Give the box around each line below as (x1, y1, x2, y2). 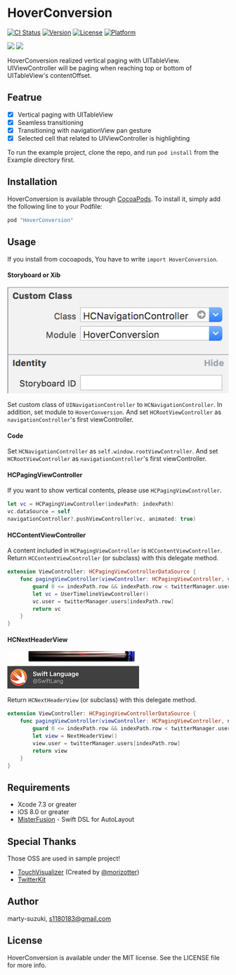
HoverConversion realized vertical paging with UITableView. (7, 56, 181, 65)
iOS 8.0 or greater (17, 808, 70, 816)
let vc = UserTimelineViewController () (32, 590, 150, 598)
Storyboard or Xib (7, 271, 61, 279)
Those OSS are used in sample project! (7, 854, 121, 863)
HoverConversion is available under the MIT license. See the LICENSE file (7, 953, 220, 962)
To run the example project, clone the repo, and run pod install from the (7, 148, 219, 156)
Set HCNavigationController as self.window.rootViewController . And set (7, 447, 218, 456)
